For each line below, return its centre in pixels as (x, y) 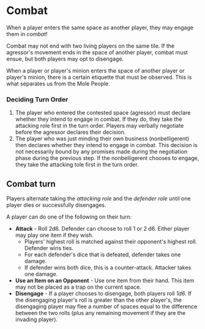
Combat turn (31, 184)
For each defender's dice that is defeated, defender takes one (102, 255)
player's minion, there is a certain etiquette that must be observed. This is (99, 77)
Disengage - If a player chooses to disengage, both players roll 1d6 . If (103, 294)
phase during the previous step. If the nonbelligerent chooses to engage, (107, 158)
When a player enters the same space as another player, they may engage (100, 27)
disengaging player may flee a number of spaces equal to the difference (106, 306)
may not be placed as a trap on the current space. (78, 287)
